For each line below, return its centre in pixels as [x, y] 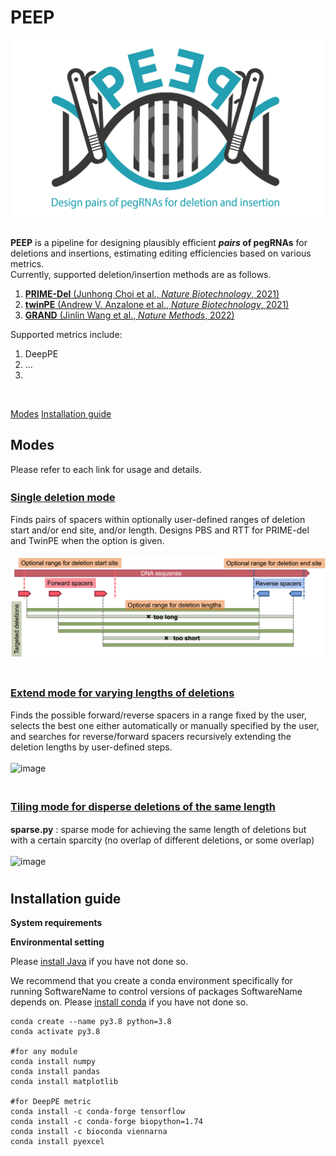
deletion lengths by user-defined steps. [91, 747]
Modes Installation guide [61, 413]
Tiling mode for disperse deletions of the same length [143, 807]
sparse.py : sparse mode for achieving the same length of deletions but [158, 829]
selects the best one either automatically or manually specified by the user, [165, 726]
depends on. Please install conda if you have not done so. [129, 1002]
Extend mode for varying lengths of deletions [122, 693]
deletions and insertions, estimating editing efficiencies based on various [161, 253]
